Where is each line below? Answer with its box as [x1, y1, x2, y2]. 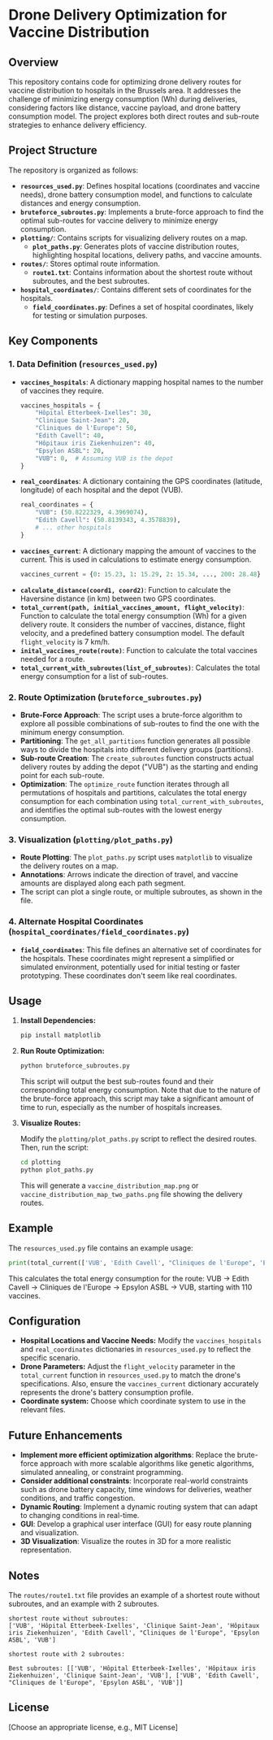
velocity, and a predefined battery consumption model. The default [19, 628, 245, 637]
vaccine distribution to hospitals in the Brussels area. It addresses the [8, 85, 241, 95]
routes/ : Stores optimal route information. [19, 259, 160, 268]
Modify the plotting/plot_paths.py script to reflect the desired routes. [19, 1134, 258, 1144]
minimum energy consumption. [19, 727, 124, 737]
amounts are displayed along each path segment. [19, 878, 186, 888]
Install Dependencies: [19, 1016, 96, 1025]
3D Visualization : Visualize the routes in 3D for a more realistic [19, 1537, 232, 1546]
